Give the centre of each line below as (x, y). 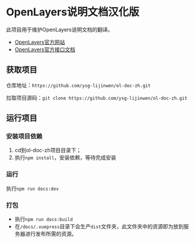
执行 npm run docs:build (44, 219)
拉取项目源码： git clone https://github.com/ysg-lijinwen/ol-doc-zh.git (97, 97)
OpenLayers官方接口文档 (45, 49)
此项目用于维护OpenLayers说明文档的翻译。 (60, 29)
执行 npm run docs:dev (32, 188)
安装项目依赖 (24, 136)
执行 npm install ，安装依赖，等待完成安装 (65, 157)
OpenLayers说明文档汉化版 (73, 12)
